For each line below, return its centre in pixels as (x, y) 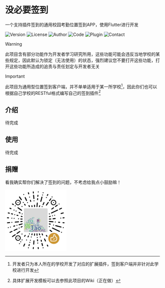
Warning (14, 44)
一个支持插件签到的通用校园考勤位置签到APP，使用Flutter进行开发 (72, 25)
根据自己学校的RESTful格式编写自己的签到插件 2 (53, 92)
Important (15, 76)
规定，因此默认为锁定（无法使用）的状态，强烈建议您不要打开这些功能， (82, 60)
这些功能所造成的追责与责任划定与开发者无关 (54, 66)
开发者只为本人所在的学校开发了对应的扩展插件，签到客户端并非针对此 (83, 264)
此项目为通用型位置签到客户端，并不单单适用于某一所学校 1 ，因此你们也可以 (81, 86)
